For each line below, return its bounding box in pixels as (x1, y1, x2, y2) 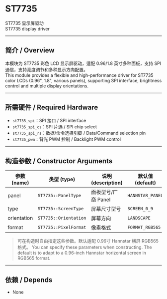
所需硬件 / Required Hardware (5, 103, 98, 112)
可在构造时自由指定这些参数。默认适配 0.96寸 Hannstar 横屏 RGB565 (17, 238, 159, 244)
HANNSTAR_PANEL (127, 193, 164, 199)
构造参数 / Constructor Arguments (5, 157, 113, 165)
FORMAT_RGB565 (127, 225, 161, 230)
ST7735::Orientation (37, 215, 86, 221)
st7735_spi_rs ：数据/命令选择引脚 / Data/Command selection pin (12, 130, 146, 136)
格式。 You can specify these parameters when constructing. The (17, 244, 152, 250)
